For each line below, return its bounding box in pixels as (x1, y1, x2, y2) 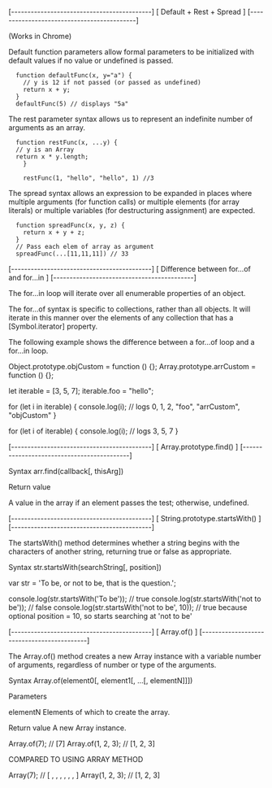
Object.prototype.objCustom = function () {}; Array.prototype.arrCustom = (8, 362, 257, 371)
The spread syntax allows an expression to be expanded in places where (8, 189, 253, 198)
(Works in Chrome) (8, 32, 71, 41)
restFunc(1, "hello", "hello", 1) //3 (23, 174, 154, 182)
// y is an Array (15, 146, 75, 154)
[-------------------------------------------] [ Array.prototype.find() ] (8, 442, 239, 451)
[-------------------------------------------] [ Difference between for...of (8, 264, 252, 273)
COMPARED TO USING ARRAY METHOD (8, 755, 144, 764)
